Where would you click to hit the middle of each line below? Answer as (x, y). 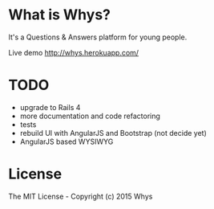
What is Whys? (59, 15)
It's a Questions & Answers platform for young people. (98, 37)
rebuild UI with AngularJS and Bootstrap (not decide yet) (113, 133)
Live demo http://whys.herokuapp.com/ (73, 52)
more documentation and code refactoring (90, 116)
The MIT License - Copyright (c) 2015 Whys (81, 196)
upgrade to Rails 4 (50, 107)
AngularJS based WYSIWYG (67, 141)
